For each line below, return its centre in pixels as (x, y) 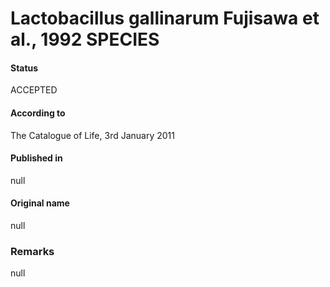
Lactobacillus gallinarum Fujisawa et (165, 18)
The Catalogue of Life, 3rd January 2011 (92, 135)
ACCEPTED (34, 90)
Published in (36, 158)
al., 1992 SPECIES (85, 39)
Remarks (32, 251)
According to (38, 113)
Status (24, 68)
